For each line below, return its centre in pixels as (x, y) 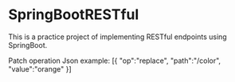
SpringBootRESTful (74, 15)
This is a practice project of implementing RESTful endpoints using (117, 37)
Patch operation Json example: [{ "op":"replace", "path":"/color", (115, 61)
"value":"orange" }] (40, 68)
